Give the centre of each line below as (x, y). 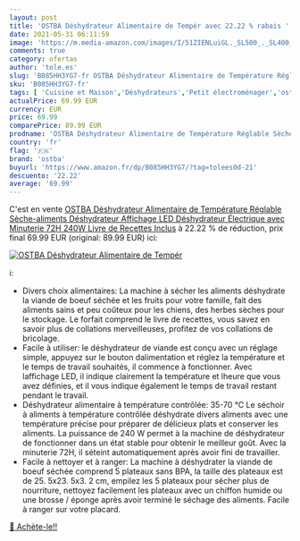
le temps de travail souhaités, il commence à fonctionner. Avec (137, 367)
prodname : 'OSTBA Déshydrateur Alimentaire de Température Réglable (139, 134)
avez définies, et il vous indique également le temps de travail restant (149, 386)
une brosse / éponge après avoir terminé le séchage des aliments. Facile (156, 500)
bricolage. (41, 338)
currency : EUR (36, 109)
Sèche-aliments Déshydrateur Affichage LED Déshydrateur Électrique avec (147, 219)
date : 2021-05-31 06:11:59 (59, 34)
